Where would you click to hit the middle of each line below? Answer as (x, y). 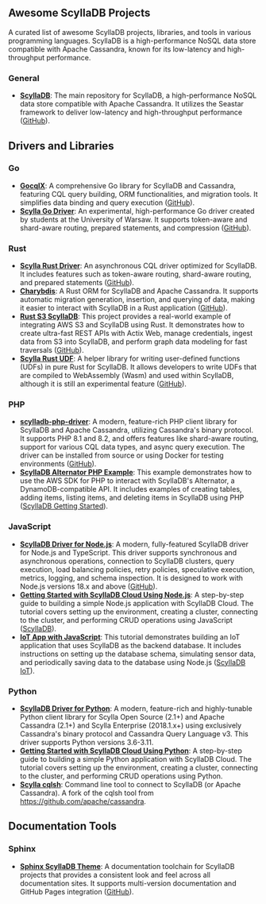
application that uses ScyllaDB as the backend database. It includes (131, 645)
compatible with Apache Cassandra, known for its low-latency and (117, 49)
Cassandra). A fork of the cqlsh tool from (87, 793)
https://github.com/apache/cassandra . (83, 801)
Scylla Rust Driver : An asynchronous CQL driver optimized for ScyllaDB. (138, 266)
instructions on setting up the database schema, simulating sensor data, (138, 654)
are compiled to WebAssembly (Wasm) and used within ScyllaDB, (127, 376)
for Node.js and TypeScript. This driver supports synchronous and (128, 552)
